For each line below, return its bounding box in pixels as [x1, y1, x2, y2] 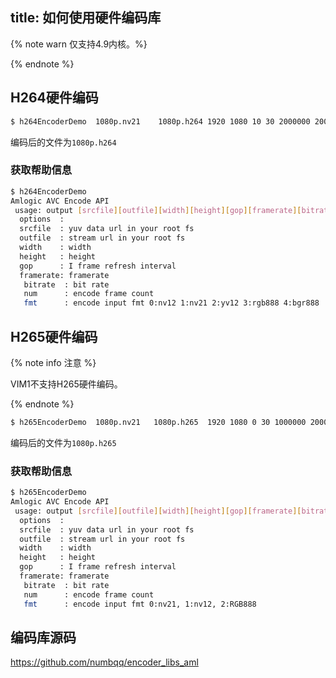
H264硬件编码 [10, 89, 99, 107]
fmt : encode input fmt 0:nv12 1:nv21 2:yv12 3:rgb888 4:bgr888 [23, 298, 320, 308]
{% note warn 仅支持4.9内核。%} [10, 38, 148, 50]
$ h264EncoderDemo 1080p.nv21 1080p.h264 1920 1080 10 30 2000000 [10, 116, 311, 127]
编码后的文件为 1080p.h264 [10, 136, 117, 148]
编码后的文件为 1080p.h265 [10, 436, 117, 448]
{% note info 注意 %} [10, 356, 97, 368]
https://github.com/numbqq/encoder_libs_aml [10, 656, 199, 668]
